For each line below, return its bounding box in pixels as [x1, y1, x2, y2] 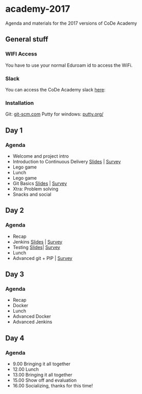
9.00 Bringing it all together [12, 361, 71, 367]
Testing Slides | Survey [12, 244, 60, 250]
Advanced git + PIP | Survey [12, 255, 73, 261]
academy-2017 [5, 3, 70, 15]
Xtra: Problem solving [12, 185, 59, 192]
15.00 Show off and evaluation [12, 377, 77, 383]
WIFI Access [5, 50, 37, 58]
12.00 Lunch [12, 366, 39, 372]
